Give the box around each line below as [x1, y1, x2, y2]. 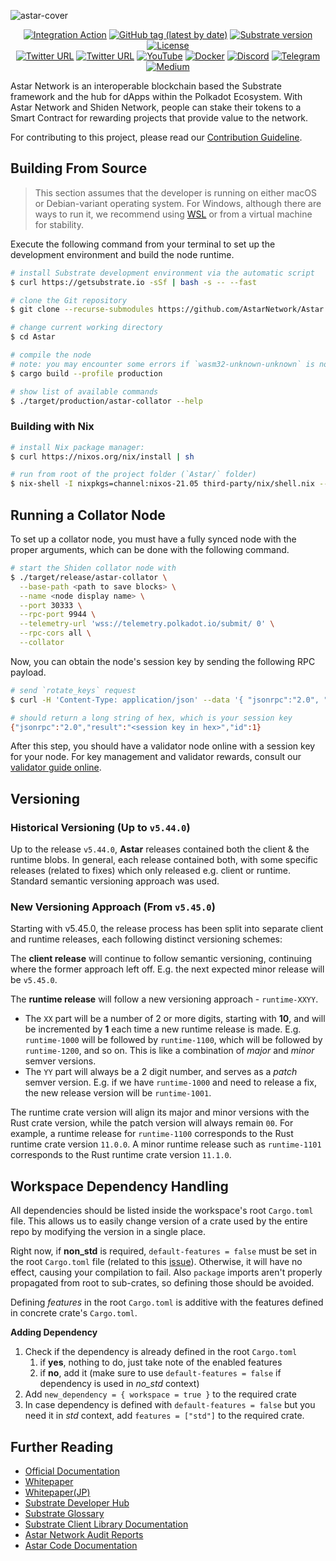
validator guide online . [10, 761, 102, 774]
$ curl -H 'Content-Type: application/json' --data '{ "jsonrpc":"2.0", [10, 695, 320, 705]
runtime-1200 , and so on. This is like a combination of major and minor [24, 1045, 315, 1057]
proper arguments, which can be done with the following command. [10, 544, 290, 556]
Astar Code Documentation [24, 1540, 138, 1552]
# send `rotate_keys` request [10, 685, 137, 695]
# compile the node [10, 350, 92, 360]
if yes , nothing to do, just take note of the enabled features [39, 1356, 283, 1369]
